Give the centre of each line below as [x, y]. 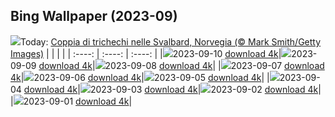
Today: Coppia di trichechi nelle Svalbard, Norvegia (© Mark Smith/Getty [171, 41]
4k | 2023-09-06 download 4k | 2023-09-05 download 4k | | [140, 77]
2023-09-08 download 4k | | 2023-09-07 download [214, 65]
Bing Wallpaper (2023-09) [94, 16]
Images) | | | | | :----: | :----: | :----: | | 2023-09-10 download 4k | [146, 53]
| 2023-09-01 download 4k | [71, 101]
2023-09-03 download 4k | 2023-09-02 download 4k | [205, 89]
